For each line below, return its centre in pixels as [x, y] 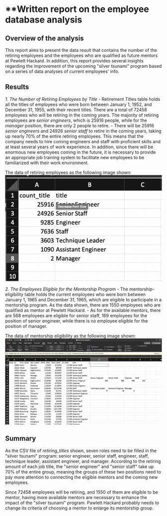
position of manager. [26, 326]
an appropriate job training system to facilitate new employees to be [75, 157]
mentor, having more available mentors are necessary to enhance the [76, 497]
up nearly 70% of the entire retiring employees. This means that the [75, 136]
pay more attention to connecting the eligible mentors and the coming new [82, 477]
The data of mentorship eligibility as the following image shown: [71, 336]
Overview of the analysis [44, 38]
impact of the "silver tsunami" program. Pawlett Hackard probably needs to [82, 503]
